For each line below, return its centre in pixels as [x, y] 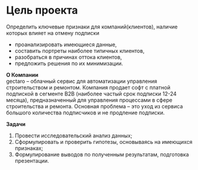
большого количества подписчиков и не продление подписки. [85, 113]
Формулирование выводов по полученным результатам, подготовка [102, 154]
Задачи [16, 124]
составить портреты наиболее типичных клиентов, [79, 50]
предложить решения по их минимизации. [69, 63]
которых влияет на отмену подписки [53, 33]
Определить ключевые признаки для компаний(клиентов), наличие [92, 27]
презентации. [32, 161]
